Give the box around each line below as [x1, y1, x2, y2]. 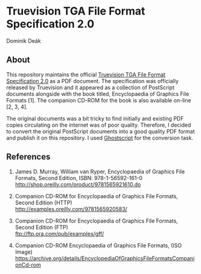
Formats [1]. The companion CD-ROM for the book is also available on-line [6, 96, 191, 104]
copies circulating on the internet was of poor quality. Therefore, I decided [6, 121, 191, 129]
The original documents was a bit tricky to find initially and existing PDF [6, 115, 184, 122]
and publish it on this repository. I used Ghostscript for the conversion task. [6, 134, 194, 141]
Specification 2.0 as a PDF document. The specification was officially [6, 77, 179, 84]
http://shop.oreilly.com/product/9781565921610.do [14, 181, 141, 188]
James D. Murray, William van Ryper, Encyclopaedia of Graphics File [14, 168, 185, 175]
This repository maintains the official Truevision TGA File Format [6, 71, 166, 78]
